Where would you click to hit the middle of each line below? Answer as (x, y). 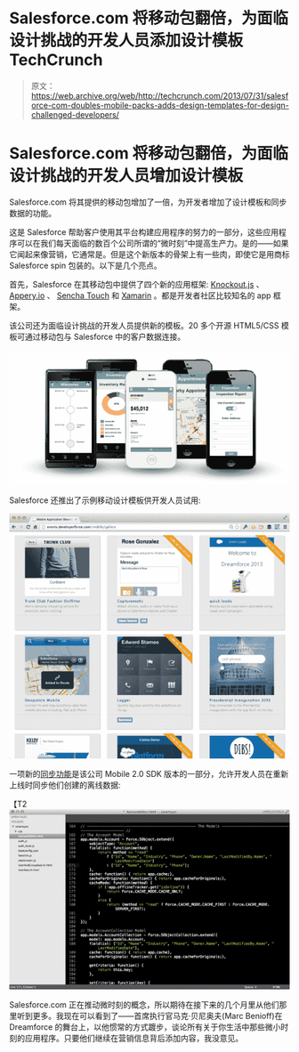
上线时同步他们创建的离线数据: (65, 785)
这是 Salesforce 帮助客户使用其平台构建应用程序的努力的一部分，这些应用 (144, 231)
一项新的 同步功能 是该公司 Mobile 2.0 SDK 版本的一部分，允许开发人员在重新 (149, 774)
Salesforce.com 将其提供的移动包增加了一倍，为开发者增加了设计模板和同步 (148, 202)
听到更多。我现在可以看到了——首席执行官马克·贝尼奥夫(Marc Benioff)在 (149, 1016)
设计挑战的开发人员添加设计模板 (126, 40)
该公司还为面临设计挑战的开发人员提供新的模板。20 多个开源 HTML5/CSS (144, 325)
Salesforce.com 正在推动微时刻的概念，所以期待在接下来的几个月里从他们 (144, 1004)
